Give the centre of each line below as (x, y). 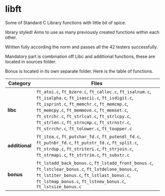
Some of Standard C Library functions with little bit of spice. (66, 23)
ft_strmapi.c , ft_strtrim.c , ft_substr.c (83, 155)
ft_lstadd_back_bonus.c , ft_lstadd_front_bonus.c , (95, 163)
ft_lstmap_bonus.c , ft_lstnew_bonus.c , (81, 181)
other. (11, 37)
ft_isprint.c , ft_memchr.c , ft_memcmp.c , (82, 104)
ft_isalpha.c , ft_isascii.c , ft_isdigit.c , (85, 98)
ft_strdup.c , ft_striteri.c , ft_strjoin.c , (85, 148)
